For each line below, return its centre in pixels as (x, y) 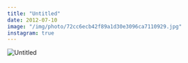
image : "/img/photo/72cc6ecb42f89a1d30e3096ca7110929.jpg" (95, 26)
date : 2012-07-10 (32, 20)
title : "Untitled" (34, 13)
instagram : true (31, 33)
